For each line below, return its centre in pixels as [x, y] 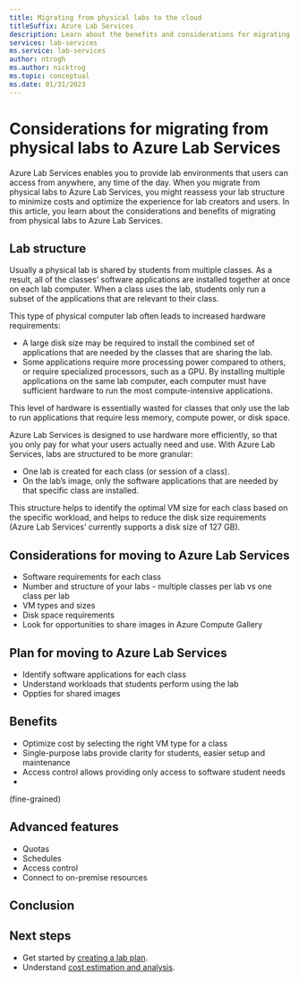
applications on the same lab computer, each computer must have [144, 381]
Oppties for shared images [71, 693]
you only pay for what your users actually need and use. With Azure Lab [142, 444]
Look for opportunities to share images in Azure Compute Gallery [142, 625]
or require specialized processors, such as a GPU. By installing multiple [154, 372]
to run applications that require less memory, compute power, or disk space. [150, 417]
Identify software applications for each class [104, 674]
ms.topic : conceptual [50, 76]
